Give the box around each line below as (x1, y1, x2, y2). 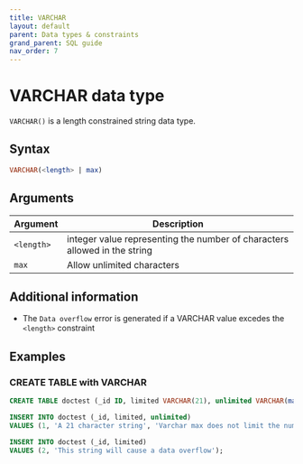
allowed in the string (67, 244, 153, 256)
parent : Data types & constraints (9, 30, 140, 39)
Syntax (9, 142, 50, 157)
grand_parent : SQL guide (9, 38, 103, 48)
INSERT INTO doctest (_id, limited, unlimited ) (9, 413, 192, 422)
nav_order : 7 (9, 47, 59, 56)
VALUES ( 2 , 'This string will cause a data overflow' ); (9, 446, 224, 455)
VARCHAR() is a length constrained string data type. (9, 116, 197, 126)
